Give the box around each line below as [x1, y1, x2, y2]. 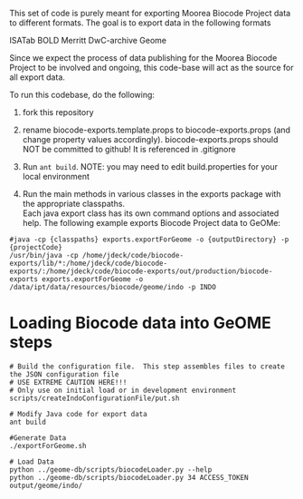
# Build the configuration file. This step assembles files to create [9, 362, 285, 371]
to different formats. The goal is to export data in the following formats [9, 17, 271, 28]
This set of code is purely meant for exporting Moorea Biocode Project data [9, 8, 291, 18]
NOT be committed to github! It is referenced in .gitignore [22, 144, 237, 154]
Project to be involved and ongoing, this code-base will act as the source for [9, 63, 294, 73]
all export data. [9, 72, 66, 83]
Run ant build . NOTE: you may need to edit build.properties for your [22, 161, 279, 171]
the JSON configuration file [9, 369, 119, 379]
